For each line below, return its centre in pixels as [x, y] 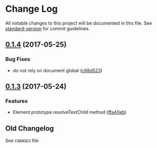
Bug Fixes [18, 59]
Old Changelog [30, 128]
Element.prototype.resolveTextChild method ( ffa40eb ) [70, 112]
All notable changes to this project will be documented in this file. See [79, 23]
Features [17, 101]
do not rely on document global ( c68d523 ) [58, 70]
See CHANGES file [22, 141]
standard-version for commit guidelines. [48, 28]
